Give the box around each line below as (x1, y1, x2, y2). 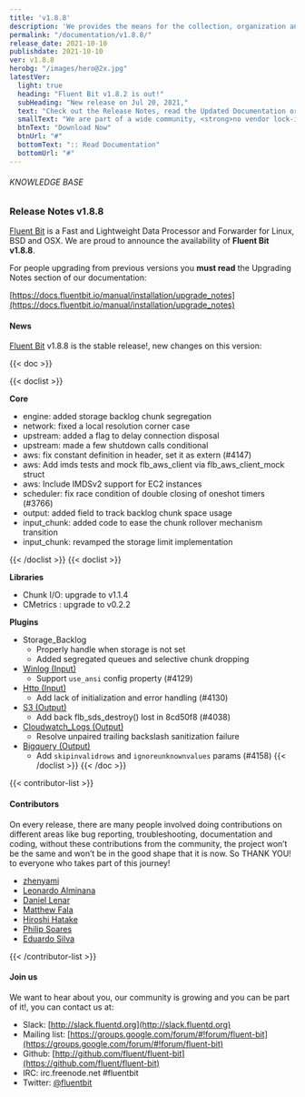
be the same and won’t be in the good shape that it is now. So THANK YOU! (9, 848, 292, 859)
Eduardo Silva (22, 933, 75, 944)
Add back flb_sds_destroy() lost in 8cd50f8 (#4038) (35, 711, 231, 723)
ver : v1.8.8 (9, 55, 54, 65)
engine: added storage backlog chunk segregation (22, 411, 212, 422)
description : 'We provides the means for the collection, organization (9, 22, 286, 31)
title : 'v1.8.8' (9, 13, 71, 23)
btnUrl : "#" (17, 132, 64, 141)
